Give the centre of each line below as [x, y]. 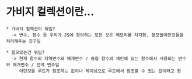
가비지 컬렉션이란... [50, 12]
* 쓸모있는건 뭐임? [25, 52]
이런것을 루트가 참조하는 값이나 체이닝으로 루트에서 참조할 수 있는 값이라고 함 [100, 71]
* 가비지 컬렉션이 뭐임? [31, 29]
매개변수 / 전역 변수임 [36, 64]
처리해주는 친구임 [23, 41]
